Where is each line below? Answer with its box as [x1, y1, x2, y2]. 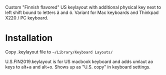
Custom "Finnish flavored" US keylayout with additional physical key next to [5, 4, 161, 10]
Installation [5, 32, 53, 44]
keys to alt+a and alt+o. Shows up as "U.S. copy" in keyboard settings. [5, 63, 151, 69]
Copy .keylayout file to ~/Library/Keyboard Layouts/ [5, 48, 113, 54]
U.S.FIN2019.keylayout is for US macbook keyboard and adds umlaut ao [5, 58, 153, 64]
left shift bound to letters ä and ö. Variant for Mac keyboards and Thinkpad [5, 9, 159, 15]
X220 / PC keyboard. [5, 15, 48, 20]
